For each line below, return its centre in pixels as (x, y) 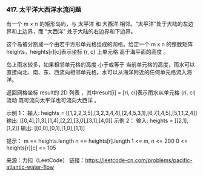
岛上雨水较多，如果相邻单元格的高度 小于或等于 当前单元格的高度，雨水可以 (101, 65)
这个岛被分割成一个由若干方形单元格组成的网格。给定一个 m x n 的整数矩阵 (99, 44)
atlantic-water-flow (30, 167)
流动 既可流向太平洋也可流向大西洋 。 (53, 100)
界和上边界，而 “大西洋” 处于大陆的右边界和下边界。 (71, 31)
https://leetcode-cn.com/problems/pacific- (139, 160)
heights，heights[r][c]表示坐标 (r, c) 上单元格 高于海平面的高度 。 (88, 52)
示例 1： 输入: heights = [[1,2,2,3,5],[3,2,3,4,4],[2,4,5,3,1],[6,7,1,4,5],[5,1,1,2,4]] (102, 113)
